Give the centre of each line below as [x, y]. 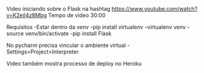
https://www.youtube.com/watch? [154, 9]
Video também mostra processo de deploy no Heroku [74, 64]
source [15, 33]
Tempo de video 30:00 [77, 15]
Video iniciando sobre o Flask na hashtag [58, 9]
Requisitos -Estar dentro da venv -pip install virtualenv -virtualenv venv [96, 27]
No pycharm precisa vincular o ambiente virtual [66, 45]
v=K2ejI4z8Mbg [27, 15]
